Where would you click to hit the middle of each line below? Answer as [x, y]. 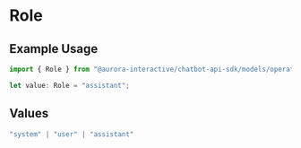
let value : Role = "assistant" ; [69, 85]
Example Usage [54, 49]
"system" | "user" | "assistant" [72, 134]
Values [29, 113]
